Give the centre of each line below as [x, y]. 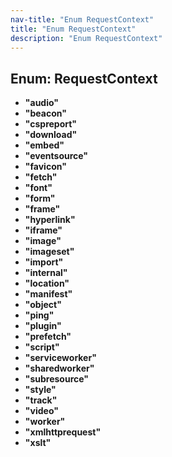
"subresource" [57, 379]
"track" [41, 400]
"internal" [46, 273]
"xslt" [38, 443]
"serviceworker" [60, 358]
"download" [51, 135]
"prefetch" [48, 337]
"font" [38, 188]
